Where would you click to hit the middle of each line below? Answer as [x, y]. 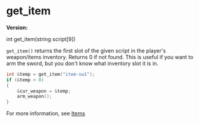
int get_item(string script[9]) [41, 39]
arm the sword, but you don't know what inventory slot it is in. [82, 63]
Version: [17, 27]
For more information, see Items [46, 113]
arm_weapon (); [34, 97]
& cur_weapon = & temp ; [44, 91]
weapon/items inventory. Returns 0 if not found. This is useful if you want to [100, 57]
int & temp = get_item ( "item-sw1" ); [51, 74]
